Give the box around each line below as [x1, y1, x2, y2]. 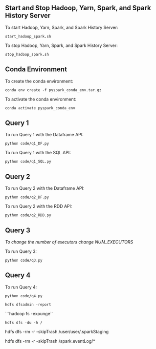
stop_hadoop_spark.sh [5, 52, 49, 57]
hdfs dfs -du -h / [5, 320, 43, 325]
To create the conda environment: [5, 78, 73, 84]
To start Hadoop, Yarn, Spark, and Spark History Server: [5, 24, 118, 30]
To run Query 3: [5, 248, 37, 254]
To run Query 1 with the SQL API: [5, 150, 71, 156]
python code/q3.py [5, 258, 43, 263]
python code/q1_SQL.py [5, 159, 51, 164]
